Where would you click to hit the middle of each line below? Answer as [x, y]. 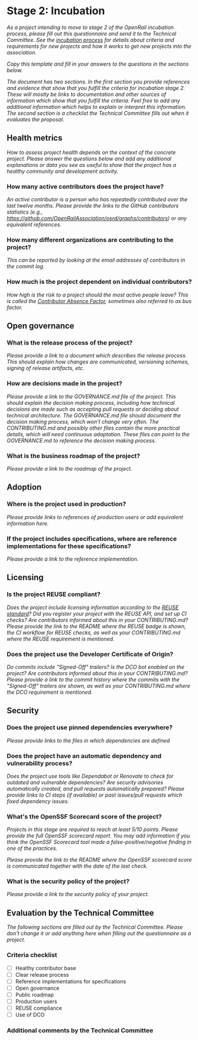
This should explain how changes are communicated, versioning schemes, [98, 362]
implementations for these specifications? [69, 546]
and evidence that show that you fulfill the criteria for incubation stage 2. [96, 88]
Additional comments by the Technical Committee [80, 1030]
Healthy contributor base [46, 968]
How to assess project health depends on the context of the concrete [91, 152]
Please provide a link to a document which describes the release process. [97, 356]
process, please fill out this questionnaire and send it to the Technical [92, 33]
